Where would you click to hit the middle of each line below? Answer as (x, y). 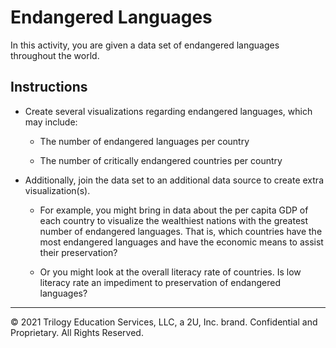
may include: (51, 122)
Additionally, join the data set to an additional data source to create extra (174, 180)
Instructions (49, 87)
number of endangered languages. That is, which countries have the (181, 231)
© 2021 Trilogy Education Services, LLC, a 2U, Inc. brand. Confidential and (164, 322)
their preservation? (78, 252)
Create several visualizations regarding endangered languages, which (168, 111)
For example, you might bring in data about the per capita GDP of (174, 210)
